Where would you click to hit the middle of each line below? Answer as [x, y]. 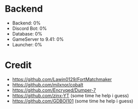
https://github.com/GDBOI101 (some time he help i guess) [73, 101]
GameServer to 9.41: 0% [38, 39]
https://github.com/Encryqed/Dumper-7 [54, 90]
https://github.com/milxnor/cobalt [48, 85]
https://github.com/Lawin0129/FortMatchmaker [62, 79]
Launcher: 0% [27, 44]
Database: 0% [27, 34]
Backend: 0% [26, 23]
